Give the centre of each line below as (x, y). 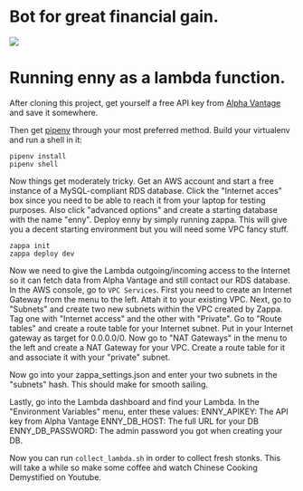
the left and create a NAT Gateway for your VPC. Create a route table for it (147, 347)
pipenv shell (34, 164)
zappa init (30, 246)
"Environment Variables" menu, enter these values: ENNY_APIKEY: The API (149, 411)
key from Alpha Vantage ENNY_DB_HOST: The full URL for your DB (134, 421)
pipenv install (38, 156)
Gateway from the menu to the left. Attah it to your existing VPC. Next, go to (151, 299)
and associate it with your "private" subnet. (90, 357)
